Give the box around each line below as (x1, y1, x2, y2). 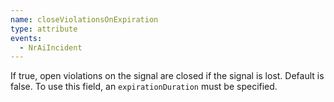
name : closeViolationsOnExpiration (10, 14, 159, 25)
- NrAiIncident (19, 42, 83, 53)
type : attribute (10, 24, 78, 34)
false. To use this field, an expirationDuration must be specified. (10, 81, 278, 93)
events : (10, 33, 43, 43)
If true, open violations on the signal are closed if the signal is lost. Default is (10, 70, 325, 82)
